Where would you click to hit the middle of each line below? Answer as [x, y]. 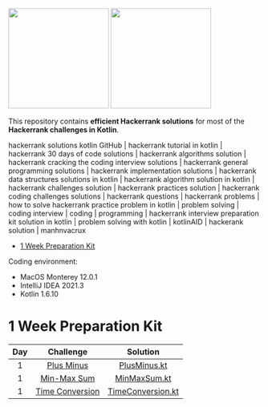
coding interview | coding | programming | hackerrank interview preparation [134, 213]
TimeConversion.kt [143, 391]
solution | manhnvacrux [47, 230]
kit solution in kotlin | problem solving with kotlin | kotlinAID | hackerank [126, 222]
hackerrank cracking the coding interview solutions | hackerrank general [128, 162]
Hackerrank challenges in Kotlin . [64, 130]
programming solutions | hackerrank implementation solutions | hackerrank [132, 171]
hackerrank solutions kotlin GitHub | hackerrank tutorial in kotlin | [116, 145]
